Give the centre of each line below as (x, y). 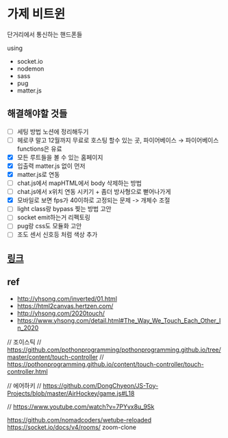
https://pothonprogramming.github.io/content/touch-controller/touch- (105, 364)
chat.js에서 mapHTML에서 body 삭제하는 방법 (79, 183)
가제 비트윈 (36, 14)
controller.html (27, 372)
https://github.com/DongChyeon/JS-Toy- (101, 385)
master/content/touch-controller (52, 356)
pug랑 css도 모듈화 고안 (49, 226)
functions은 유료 (40, 149)
